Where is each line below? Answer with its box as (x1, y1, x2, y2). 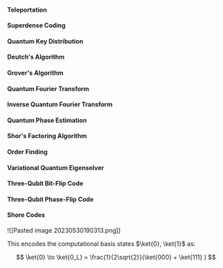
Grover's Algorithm (7, 68, 64, 77)
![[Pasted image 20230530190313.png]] (7, 226, 121, 234)
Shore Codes (7, 211, 46, 219)
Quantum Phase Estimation (7, 116, 88, 124)
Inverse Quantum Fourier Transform (7, 100, 113, 108)
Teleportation (7, 6, 47, 14)
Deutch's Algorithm (7, 52, 65, 61)
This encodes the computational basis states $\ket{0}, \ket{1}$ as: (7, 239, 196, 248)
